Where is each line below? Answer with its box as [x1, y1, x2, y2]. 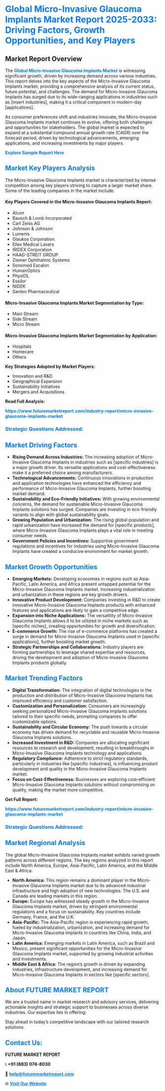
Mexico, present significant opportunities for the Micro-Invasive [12, 945, 142, 951]
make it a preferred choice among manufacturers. [12, 470, 113, 476]
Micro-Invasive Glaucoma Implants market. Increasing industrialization [12, 586, 155, 592]
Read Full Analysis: [5, 398, 45, 404]
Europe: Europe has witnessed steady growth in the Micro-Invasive [12, 898, 149, 904]
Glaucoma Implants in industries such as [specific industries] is [30, 459, 159, 465]
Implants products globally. [12, 660, 67, 665]
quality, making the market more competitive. [12, 786, 104, 793]
